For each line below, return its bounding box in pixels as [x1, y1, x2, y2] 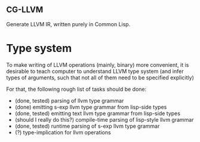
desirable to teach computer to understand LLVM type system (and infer [6, 67, 184, 75]
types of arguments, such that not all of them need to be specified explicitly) [6, 74, 194, 81]
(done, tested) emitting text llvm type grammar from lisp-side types [14, 110, 181, 117]
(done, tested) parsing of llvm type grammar [14, 97, 124, 104]
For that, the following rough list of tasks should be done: [6, 85, 147, 92]
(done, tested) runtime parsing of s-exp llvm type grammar [14, 122, 160, 129]
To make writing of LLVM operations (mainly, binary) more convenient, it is [6, 61, 189, 68]
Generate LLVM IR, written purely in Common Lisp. [6, 20, 131, 27]
